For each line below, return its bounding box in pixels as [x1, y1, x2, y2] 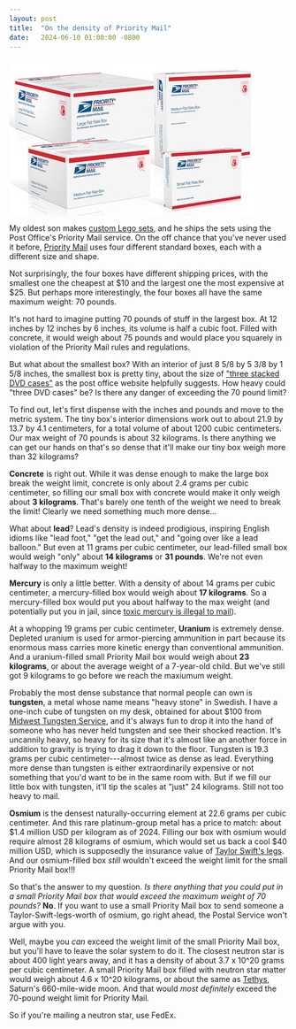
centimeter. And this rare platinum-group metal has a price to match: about [9, 818, 282, 828]
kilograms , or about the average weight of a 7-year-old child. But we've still [9, 661, 285, 672]
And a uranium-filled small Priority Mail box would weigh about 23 [9, 651, 250, 663]
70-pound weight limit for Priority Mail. [9, 993, 150, 1003]
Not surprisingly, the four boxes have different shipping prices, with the [9, 268, 269, 279]
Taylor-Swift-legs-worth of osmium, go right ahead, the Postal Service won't [9, 910, 288, 920]
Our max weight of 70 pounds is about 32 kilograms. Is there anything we [9, 433, 277, 443]
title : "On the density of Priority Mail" [9, 23, 172, 33]
